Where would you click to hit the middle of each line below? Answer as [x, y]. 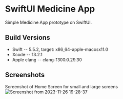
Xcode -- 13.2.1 [27, 54]
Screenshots [25, 75]
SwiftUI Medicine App [50, 9]
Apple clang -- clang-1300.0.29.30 [47, 60]
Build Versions [28, 38]
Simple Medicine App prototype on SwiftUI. [49, 22]
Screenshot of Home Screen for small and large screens [61, 86]
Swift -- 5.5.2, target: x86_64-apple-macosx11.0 [60, 49]
